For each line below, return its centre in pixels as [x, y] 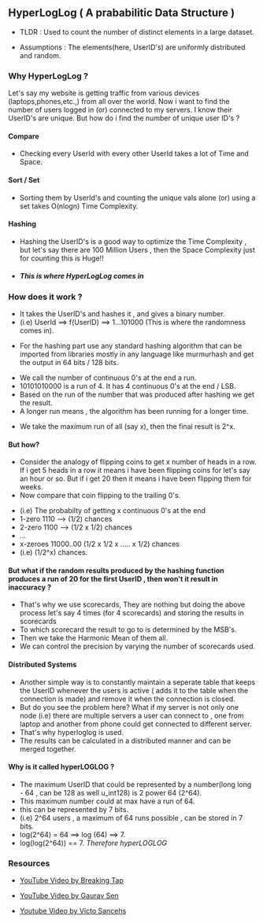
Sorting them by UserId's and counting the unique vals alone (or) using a [137, 198]
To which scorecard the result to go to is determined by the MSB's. [128, 629]
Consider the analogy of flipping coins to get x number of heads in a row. [138, 462]
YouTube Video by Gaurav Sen [69, 895]
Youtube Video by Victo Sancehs [73, 911]
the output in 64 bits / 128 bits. [69, 363]
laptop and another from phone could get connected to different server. [135, 724]
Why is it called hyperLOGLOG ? [61, 767]
